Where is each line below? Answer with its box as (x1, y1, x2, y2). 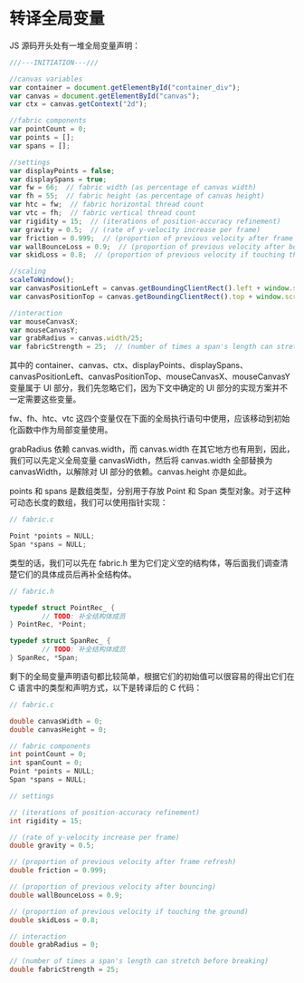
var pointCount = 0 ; (9, 124, 88, 134)
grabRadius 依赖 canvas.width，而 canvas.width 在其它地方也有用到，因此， (9, 443, 295, 454)
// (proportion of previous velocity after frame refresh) (9, 858, 237, 867)
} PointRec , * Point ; (9, 620, 88, 629)
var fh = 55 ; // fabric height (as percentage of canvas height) (9, 191, 265, 200)
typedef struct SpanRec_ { (9, 637, 111, 646)
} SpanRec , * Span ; (9, 654, 79, 663)
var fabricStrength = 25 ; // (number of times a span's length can (9, 342, 273, 352)
